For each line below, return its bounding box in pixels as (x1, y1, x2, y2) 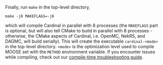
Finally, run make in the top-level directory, (5, 4, 90, 10)
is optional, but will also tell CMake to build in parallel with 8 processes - (5, 28, 153, 34)
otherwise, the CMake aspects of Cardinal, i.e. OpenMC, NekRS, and (5, 33, 145, 39)
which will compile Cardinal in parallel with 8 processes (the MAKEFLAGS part (5, 22, 158, 28)
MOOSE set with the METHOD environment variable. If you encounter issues (5, 49, 156, 55)
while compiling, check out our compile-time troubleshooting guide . (5, 54, 144, 60)
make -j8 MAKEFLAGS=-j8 (5, 14, 54, 19)
